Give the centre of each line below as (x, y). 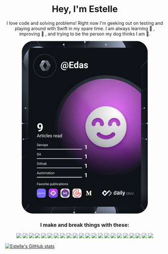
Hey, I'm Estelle (85, 9)
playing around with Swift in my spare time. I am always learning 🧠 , (85, 28)
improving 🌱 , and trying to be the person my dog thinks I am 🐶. (85, 34)
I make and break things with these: (85, 225)
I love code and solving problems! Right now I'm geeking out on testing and (85, 23)
